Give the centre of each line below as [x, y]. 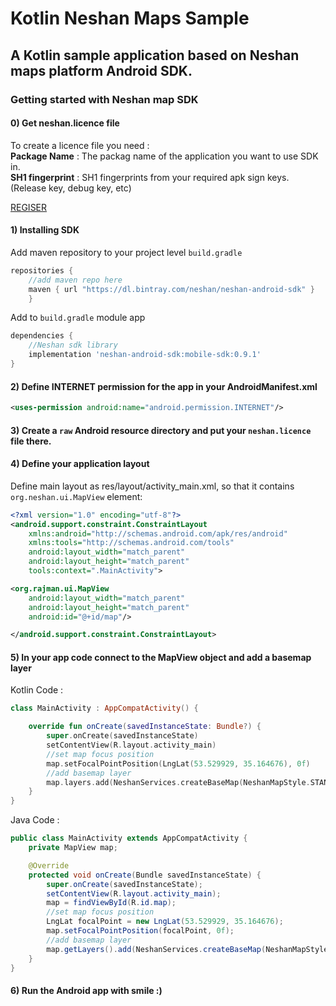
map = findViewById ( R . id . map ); [111, 903]
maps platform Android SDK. [101, 70]
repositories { [42, 270]
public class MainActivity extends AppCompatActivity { [129, 838]
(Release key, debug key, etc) [71, 188]
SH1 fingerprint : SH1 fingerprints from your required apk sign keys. [150, 177]
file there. [31, 441]
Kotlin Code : [37, 690]
